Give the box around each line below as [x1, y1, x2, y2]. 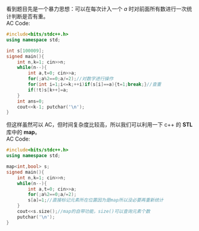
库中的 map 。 [6, 128, 40, 136]
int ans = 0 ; [17, 98, 45, 104]
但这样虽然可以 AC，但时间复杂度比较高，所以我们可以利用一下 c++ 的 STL [6, 121, 193, 128]
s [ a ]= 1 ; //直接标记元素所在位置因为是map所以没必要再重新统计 [28, 197, 164, 203]
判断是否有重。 [11, 13, 49, 20]
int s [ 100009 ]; [6, 48, 45, 54]
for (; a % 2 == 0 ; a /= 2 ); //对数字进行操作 [28, 76, 113, 82]
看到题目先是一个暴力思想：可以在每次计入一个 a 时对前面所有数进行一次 [6, 5, 187, 12]
